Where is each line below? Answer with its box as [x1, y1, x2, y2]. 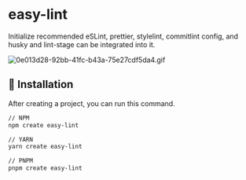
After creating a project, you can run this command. [8, 98, 175, 108]
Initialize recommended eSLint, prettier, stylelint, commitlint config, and [8, 31, 238, 41]
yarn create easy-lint [8, 143, 83, 151]
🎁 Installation [8, 78, 74, 91]
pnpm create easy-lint [8, 164, 83, 172]
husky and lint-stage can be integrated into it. [8, 39, 156, 49]
